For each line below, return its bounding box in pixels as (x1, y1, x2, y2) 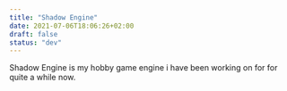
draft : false (9, 29, 58, 38)
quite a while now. (9, 72, 76, 83)
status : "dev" (9, 37, 63, 47)
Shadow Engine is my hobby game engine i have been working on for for (9, 62, 278, 73)
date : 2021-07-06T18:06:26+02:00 (9, 21, 135, 30)
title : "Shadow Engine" (9, 12, 99, 22)
